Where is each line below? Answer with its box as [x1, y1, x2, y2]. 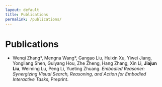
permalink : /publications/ [5, 17, 62, 22]
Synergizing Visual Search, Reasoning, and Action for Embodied [12, 71, 146, 77]
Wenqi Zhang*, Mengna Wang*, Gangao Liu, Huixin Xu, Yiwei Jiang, [12, 55, 152, 61]
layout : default [5, 7, 39, 13]
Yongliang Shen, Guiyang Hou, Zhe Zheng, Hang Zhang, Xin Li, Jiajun [12, 60, 157, 66]
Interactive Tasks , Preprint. [12, 76, 69, 82]
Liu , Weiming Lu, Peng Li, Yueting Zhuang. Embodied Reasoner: [12, 66, 145, 72]
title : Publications [5, 12, 49, 17]
